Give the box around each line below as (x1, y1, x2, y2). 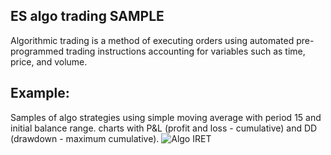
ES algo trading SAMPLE (10, 8, 165, 25)
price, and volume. (10, 55, 88, 68)
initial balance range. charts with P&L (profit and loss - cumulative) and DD (10, 122, 318, 134)
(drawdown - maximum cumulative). (10, 132, 160, 144)
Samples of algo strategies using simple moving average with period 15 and (10, 111, 322, 123)
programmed (10, 45, 64, 57)
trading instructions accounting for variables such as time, (65, 45, 306, 57)
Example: (10, 85, 70, 102)
